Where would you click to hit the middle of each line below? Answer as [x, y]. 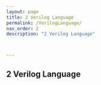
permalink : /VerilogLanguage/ [44, 23]
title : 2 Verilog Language [40, 17]
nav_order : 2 [23, 28]
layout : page [23, 12]
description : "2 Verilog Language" [51, 34]
